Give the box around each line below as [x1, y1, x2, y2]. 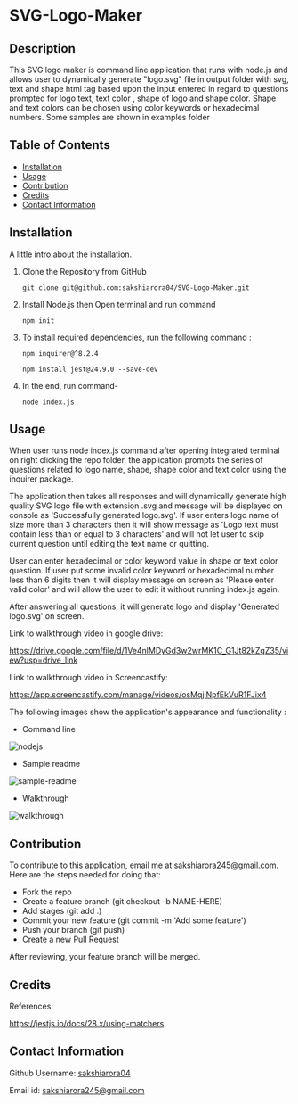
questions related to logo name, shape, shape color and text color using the [9, 465, 286, 475]
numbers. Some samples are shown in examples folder [9, 112, 211, 122]
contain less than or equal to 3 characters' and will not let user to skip [9, 529, 265, 540]
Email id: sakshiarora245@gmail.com [9, 1084, 145, 1095]
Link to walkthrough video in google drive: [9, 628, 164, 639]
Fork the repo [21, 886, 73, 897]
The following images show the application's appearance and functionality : [9, 706, 286, 718]
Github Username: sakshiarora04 [9, 1067, 131, 1078]
